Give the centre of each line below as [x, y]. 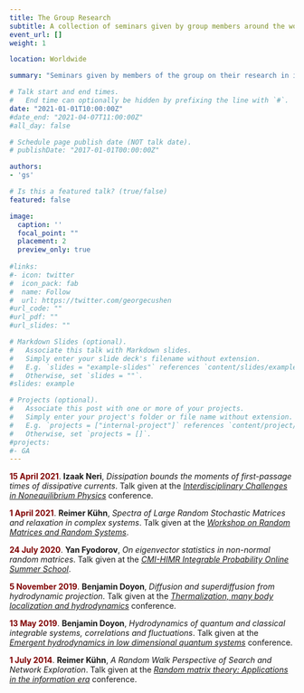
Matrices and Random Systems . [69, 532]
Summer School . [40, 569]
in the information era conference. [73, 679]
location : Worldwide [48, 60]
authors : [26, 167]
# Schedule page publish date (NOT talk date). [101, 142]
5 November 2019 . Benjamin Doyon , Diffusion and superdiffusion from [142, 587]
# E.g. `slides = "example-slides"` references [105, 367]
